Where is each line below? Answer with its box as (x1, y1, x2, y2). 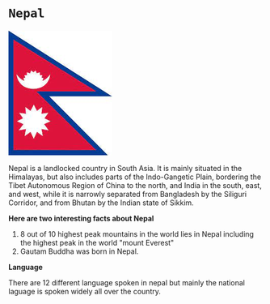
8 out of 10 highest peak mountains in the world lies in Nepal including (19, 229, 255, 238)
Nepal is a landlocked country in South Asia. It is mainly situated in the (8, 163, 243, 173)
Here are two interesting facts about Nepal (8, 213, 154, 223)
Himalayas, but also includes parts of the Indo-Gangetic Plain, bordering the (8, 172, 261, 182)
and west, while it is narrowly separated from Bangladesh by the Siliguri (8, 189, 247, 199)
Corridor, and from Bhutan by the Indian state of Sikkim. (8, 198, 194, 208)
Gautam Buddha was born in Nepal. (19, 246, 139, 256)
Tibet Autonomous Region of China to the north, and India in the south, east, (8, 180, 263, 190)
